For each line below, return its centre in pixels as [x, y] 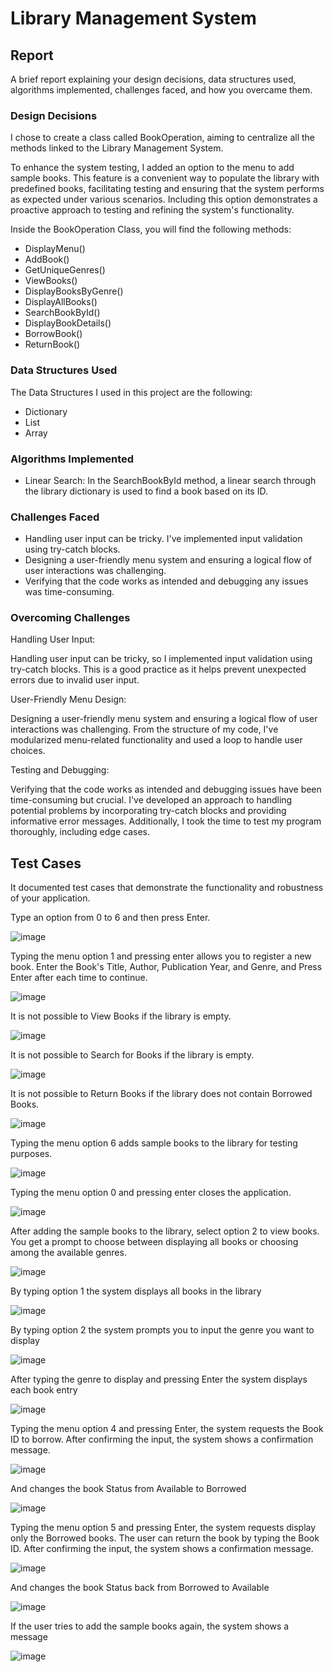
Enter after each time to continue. [79, 978]
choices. [28, 751]
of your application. [50, 898]
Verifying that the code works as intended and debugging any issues [166, 581]
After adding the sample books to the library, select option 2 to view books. [165, 1231]
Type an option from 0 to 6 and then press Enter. [110, 918]
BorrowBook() [53, 334]
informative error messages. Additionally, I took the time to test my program [166, 821]
